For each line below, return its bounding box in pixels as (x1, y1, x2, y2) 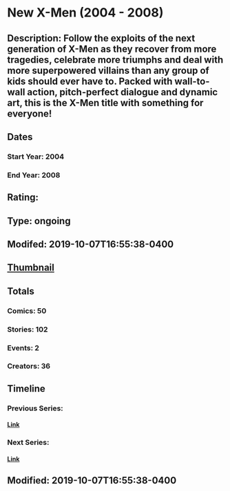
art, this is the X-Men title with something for (7, 97, 204, 108)
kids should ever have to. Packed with (7, 75, 173, 87)
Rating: (7, 192, 39, 203)
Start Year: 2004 (7, 152, 65, 161)
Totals (7, 285, 34, 297)
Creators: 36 (7, 361, 50, 371)
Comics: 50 (7, 305, 47, 315)
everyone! (7, 108, 52, 119)
